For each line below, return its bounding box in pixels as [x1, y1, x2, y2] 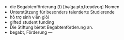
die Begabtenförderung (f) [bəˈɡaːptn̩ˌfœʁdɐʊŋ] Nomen [9, 4, 120, 10]
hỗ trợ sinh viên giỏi [9, 14, 49, 20]
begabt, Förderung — [9, 30, 53, 35]
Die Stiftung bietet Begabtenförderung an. [9, 24, 93, 30]
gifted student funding [9, 20, 54, 25]
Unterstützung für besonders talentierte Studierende [9, 9, 115, 15]
